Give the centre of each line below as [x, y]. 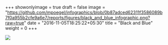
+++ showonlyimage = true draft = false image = [55, 7]
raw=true [14, 23]
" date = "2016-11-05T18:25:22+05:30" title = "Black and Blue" [88, 23]
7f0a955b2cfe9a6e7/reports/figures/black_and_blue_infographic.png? [78, 18]
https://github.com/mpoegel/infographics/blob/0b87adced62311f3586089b [85, 12]
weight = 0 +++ [21, 28]
